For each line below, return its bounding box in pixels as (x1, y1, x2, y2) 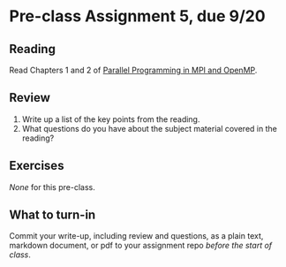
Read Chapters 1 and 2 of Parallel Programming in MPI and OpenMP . (9, 65, 258, 75)
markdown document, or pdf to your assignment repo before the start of (9, 240, 273, 251)
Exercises (9, 158, 64, 173)
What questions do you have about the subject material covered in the (21, 123, 278, 133)
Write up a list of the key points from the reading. (21, 113, 200, 125)
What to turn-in (9, 208, 96, 223)
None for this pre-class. (9, 181, 95, 192)
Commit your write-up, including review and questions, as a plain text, (9, 231, 264, 241)
